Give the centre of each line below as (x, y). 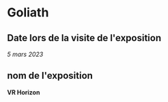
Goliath (28, 13)
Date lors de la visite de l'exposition (84, 38)
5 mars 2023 (25, 54)
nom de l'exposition (50, 76)
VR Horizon (24, 92)
